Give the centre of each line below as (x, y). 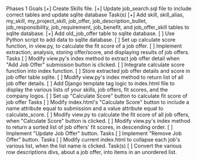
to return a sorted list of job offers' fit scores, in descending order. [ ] (90, 127)
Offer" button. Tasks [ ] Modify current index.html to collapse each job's (93, 140)
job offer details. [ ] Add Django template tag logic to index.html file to (91, 83)
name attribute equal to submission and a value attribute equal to (85, 108)
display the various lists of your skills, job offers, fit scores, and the (87, 90)
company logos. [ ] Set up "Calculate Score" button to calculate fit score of (97, 96)
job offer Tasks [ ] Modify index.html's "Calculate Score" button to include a (98, 102)
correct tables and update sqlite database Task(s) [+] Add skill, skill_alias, (95, 15)
